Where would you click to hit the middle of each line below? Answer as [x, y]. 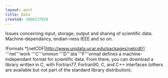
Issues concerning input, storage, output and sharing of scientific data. [79, 34]
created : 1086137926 [27, 19]
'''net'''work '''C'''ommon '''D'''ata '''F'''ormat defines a [63, 54]
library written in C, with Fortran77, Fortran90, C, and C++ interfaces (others [84, 65]
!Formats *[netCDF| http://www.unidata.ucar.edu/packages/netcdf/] [75, 49]
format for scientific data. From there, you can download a [93, 59]
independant [18, 59]
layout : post [19, 10]
